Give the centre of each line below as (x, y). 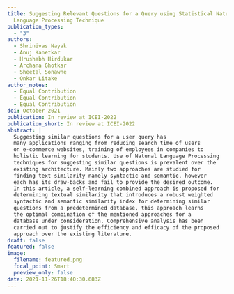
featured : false (31, 247)
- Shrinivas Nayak (40, 46)
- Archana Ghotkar (40, 65)
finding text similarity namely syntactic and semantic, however (110, 176)
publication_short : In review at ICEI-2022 (71, 124)
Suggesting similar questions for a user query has (90, 137)
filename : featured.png (48, 260)
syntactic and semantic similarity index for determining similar (112, 202)
